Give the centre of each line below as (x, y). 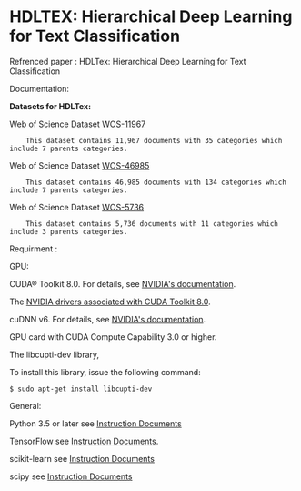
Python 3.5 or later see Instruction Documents (95, 423)
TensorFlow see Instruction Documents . (84, 441)
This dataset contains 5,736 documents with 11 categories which (152, 224)
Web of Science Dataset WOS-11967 (78, 124)
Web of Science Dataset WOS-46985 (80, 165)
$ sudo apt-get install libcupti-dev (81, 389)
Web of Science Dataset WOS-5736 (76, 207)
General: (25, 405)
